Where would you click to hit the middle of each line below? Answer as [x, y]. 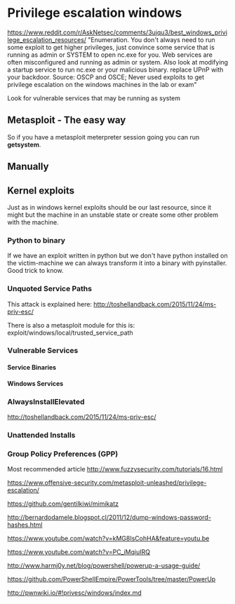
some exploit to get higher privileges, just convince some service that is [111, 47]
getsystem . [24, 145]
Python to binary [36, 240]
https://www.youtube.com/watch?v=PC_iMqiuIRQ [79, 552]
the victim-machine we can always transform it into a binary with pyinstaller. [117, 263]
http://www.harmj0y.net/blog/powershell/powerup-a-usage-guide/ [104, 565]
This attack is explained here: [50, 304]
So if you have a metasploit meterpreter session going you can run [103, 137]
